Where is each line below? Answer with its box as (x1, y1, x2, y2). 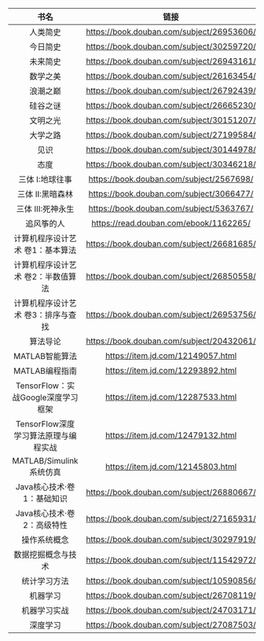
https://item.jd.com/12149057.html (104, 350, 237, 361)
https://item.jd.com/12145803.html (104, 461, 237, 472)
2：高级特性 (23, 520, 68, 530)
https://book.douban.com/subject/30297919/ (86, 534, 257, 544)
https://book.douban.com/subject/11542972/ (86, 555, 257, 565)
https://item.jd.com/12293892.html (104, 365, 237, 375)
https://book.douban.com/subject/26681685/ (86, 239, 257, 249)
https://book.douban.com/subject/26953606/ (86, 27, 257, 37)
